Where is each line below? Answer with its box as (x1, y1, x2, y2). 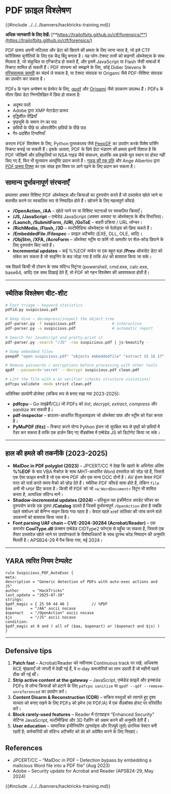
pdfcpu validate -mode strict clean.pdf (5, 382, 92, 387)
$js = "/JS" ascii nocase (5, 615, 76, 620)
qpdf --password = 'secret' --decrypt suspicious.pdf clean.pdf (5, 368, 140, 373)
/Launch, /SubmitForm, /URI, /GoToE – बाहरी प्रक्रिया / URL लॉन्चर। (12, 219, 143, 225)
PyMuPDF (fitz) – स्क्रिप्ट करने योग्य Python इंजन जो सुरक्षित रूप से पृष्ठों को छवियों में (12, 424, 160, 430)
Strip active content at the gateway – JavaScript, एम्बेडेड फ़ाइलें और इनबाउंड (12, 677, 161, 683)
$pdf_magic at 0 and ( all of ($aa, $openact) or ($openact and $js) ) (5, 623, 160, 629)
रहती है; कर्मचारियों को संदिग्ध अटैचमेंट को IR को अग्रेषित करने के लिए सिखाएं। (12, 728, 139, 735)
